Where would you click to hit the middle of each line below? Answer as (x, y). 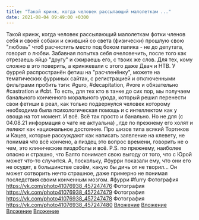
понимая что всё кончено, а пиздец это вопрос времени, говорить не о (97, 142)
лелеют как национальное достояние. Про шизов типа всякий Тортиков (97, 129)
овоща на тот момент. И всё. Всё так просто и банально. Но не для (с (95, 116)
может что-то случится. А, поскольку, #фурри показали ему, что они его (99, 161)
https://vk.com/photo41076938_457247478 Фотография (75, 198)
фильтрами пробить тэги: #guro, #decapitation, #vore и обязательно (92, 84)
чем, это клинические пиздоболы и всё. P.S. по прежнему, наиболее (94, 148)
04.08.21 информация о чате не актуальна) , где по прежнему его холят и (99, 122)
